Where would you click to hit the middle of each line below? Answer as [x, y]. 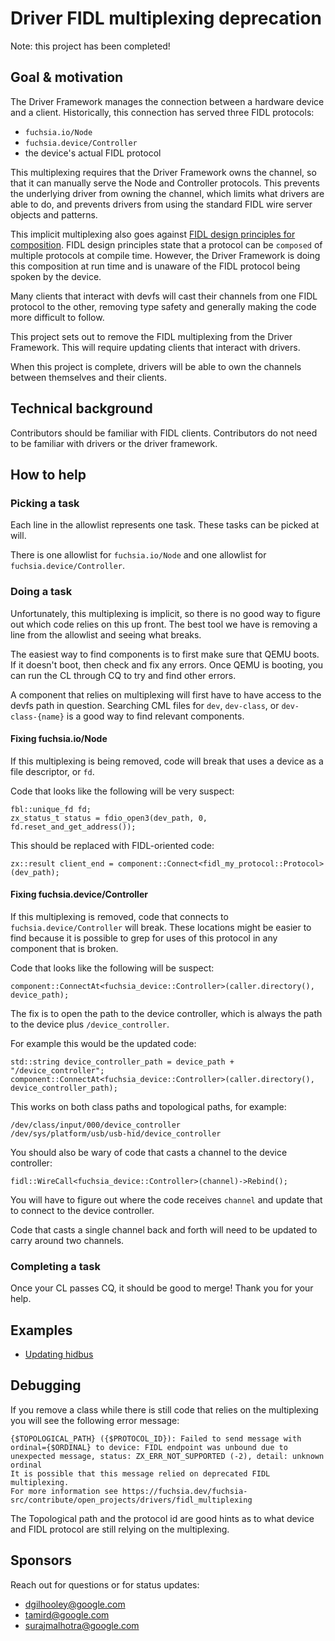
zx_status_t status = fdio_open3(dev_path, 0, [109, 818]
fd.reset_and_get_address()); [73, 827]
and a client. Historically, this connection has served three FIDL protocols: [162, 112]
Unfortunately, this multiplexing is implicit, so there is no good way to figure [166, 613]
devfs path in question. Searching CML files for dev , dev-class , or [145, 705]
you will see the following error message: [95, 1420]
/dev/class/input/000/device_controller [96, 1125]
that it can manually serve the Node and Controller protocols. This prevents [165, 183]
